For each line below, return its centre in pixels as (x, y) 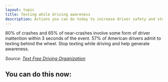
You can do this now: (38, 74)
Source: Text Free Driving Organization (45, 59)
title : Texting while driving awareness (48, 14)
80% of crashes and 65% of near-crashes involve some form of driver (78, 33)
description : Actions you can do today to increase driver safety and (80, 19)
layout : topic (20, 10)
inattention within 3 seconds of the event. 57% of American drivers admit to (83, 38)
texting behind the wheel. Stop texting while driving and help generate (77, 44)
